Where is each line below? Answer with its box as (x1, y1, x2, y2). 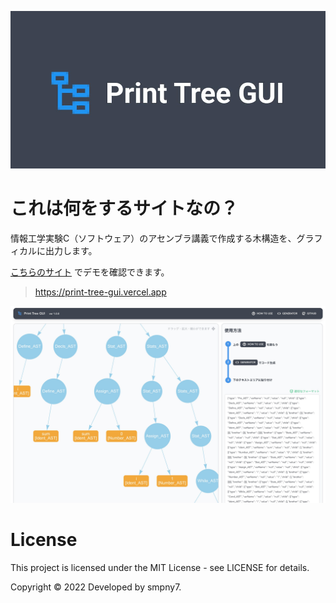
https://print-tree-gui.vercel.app (34, 286, 167, 298)
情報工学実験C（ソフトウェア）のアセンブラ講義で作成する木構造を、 (10, 232, 297, 244)
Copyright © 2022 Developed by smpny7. (10, 581, 182, 593)
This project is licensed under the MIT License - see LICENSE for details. (10, 561, 310, 573)
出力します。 (44, 244, 98, 256)
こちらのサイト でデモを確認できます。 (10, 266, 170, 278)
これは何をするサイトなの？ (10, 197, 239, 220)
